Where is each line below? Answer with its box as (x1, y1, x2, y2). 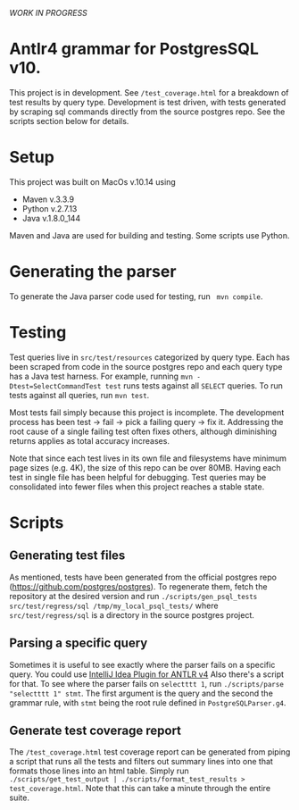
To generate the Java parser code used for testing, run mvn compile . (9, 290, 263, 302)
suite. (9, 792, 29, 803)
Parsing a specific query (9, 636, 148, 651)
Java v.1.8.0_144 (21, 213, 81, 223)
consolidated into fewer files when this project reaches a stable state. (9, 481, 265, 492)
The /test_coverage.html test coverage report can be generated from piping (9, 747, 291, 757)
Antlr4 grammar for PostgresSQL (9, 39, 259, 59)
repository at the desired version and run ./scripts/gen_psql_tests (9, 590, 258, 601)
